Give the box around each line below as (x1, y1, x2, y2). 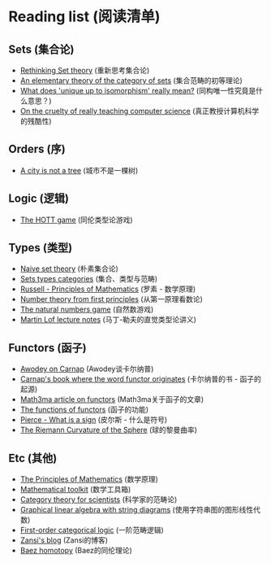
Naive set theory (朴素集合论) (19, 264, 119, 273)
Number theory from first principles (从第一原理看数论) (19, 295, 203, 304)
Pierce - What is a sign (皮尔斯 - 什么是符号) (19, 415, 168, 425)
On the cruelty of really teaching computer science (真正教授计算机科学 (19, 107, 260, 116)
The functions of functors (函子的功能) (19, 404, 148, 415)
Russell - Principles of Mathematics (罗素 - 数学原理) (19, 284, 196, 294)
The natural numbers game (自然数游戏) (19, 304, 154, 314)
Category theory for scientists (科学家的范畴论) (19, 495, 178, 504)
